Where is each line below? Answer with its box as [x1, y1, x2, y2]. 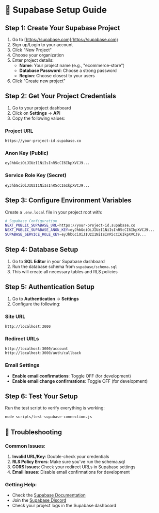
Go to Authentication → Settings [12, 296, 79, 301]
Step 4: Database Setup [5, 246, 79, 254]
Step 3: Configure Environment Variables [5, 196, 132, 205]
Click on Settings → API [12, 110, 61, 116]
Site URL [5, 313, 26, 320]
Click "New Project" [12, 47, 52, 53]
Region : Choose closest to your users [19, 73, 95, 78]
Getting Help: [5, 481, 37, 488]
